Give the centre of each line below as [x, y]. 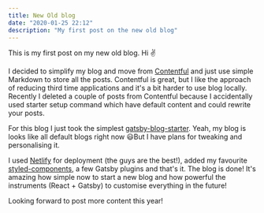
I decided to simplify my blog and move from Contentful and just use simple [131, 71]
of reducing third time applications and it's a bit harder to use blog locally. [128, 88]
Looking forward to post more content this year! [86, 201]
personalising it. [34, 145]
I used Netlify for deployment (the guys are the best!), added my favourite [128, 161]
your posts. [26, 113]
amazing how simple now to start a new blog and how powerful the [117, 177]
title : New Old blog [42, 15]
